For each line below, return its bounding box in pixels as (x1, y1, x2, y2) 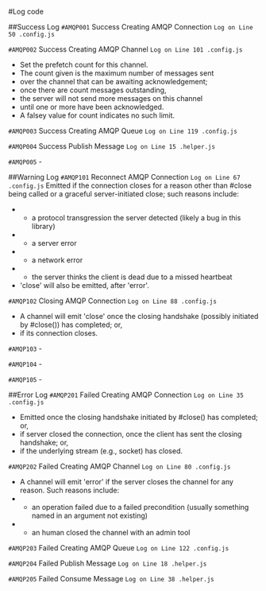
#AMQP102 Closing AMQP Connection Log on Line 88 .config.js (8, 296, 217, 305)
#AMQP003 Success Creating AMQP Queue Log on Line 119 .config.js (8, 126, 238, 135)
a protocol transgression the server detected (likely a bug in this (31, 213, 241, 222)
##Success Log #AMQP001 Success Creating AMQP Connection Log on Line (8, 22, 253, 31)
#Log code (8, 7, 44, 16)
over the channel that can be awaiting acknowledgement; (19, 77, 208, 86)
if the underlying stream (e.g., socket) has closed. (19, 446, 183, 456)
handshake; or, (19, 437, 69, 447)
